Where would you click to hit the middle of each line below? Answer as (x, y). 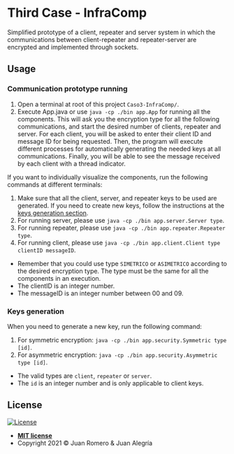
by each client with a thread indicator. (71, 163)
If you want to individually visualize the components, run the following (108, 177)
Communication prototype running (67, 89)
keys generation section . (53, 213)
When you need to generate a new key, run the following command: (105, 326)
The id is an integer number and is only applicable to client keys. (110, 383)
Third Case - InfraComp (77, 13)
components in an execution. (59, 278)
